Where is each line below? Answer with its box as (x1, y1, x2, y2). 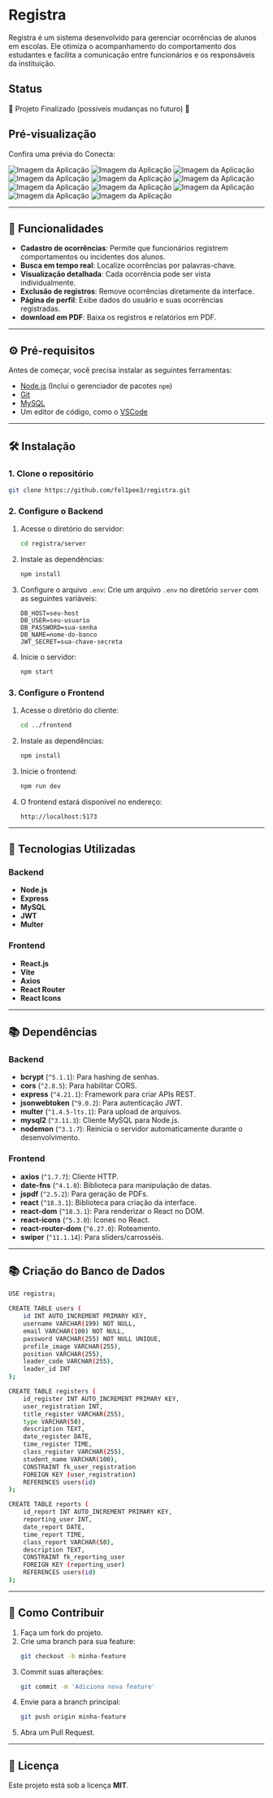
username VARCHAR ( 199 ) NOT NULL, (23, 1320, 136, 1328)
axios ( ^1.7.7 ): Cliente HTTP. (19, 1172, 119, 1181)
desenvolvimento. (19, 1132, 80, 1142)
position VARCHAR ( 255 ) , (23, 1350, 104, 1358)
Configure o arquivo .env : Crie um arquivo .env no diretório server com (19, 584, 258, 595)
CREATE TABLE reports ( (8, 1500, 89, 1508)
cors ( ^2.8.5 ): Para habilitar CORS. (19, 1080, 137, 1091)
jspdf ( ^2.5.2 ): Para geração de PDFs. (19, 1189, 149, 1198)
